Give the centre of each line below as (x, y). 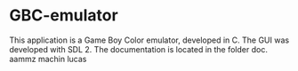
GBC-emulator (64, 16)
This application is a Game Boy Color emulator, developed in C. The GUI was (149, 40)
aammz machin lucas (48, 59)
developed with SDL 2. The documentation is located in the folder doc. (139, 49)
